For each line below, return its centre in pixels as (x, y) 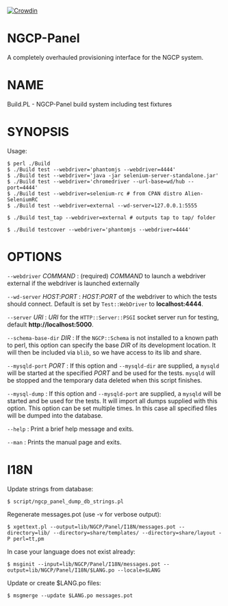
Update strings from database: (50, 489)
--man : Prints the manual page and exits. (64, 442)
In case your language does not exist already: (71, 551)
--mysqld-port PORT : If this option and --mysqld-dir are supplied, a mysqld (113, 366)
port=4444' (23, 188)
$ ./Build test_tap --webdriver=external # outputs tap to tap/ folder (111, 217)
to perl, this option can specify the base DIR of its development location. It (112, 345)
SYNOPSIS (38, 132)
